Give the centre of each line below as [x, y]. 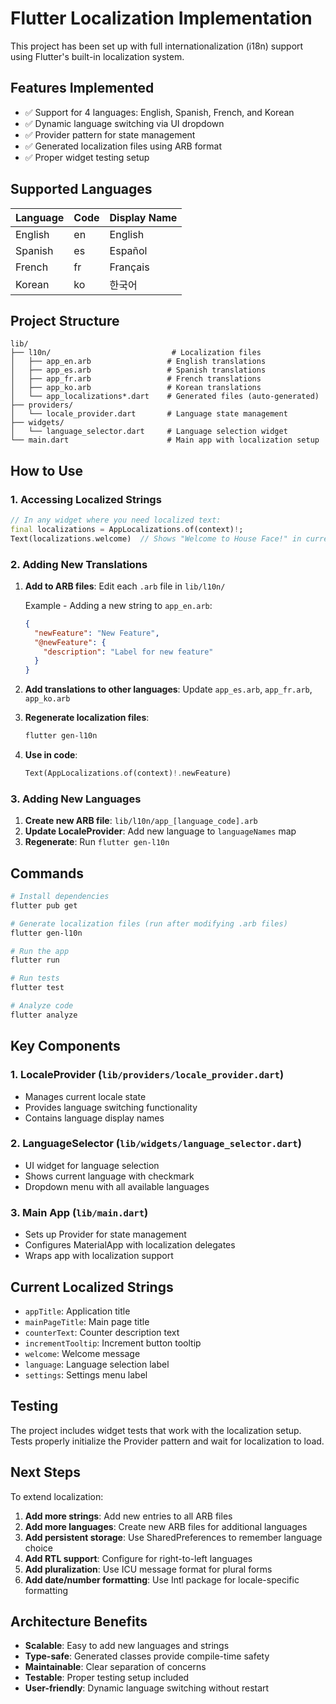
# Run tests [35, 978]
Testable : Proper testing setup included [107, 1678]
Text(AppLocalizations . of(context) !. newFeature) [128, 773]
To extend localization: [57, 1496]
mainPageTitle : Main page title [87, 1321]
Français [129, 267]
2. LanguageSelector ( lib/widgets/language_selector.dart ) [156, 1144]
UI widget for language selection [92, 1165]
